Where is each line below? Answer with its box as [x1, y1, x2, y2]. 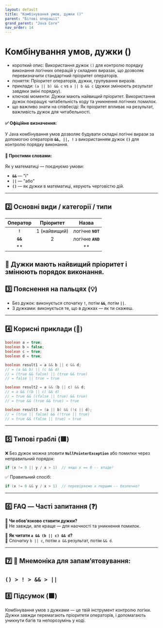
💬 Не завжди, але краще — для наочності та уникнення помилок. [5, 523, 141, 529]
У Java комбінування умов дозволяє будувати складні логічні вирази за [5, 131, 154, 137]
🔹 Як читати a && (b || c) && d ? [5, 532, 73, 538]
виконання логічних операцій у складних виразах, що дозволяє [12, 68, 145, 74]
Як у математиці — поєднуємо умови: [5, 164, 84, 170]
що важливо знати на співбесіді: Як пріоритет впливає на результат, [12, 104, 154, 110]
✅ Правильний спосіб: [5, 474, 51, 480]
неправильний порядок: [5, 456, 55, 462]
